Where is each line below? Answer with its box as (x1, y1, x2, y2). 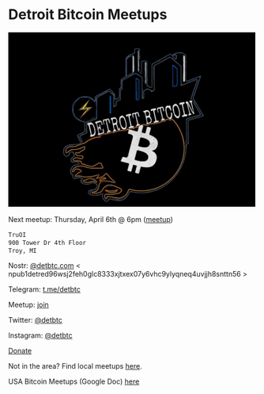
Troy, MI (8, 247, 37, 254)
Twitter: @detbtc (8, 315, 63, 324)
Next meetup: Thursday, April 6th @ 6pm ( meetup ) (8, 214, 174, 224)
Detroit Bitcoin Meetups (8, 6, 168, 24)
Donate (8, 346, 32, 355)
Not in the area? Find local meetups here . (8, 361, 142, 370)
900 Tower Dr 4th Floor (8, 239, 87, 247)
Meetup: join (8, 300, 49, 309)
